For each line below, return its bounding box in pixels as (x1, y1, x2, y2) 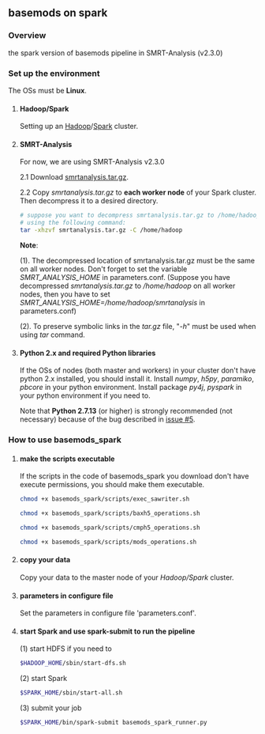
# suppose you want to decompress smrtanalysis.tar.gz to (19, 211, 215, 220)
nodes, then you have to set (19, 289, 110, 299)
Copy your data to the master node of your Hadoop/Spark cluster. (19, 573, 234, 582)
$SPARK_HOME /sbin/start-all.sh (19, 689, 123, 697)
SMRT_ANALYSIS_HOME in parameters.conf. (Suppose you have (19, 273, 230, 282)
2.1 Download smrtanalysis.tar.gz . (19, 172, 129, 182)
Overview (8, 30, 47, 41)
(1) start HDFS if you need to (19, 644, 112, 653)
